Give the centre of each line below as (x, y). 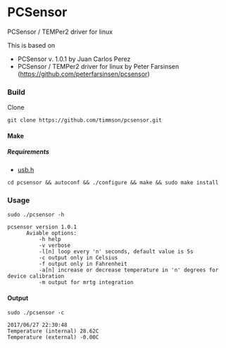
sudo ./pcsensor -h (36, 215)
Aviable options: (51, 233)
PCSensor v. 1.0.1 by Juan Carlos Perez (74, 59)
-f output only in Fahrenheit (83, 264)
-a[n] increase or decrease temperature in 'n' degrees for (128, 270)
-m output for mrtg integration (86, 283)
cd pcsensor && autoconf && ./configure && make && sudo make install (113, 182)
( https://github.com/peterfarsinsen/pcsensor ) (83, 74)
